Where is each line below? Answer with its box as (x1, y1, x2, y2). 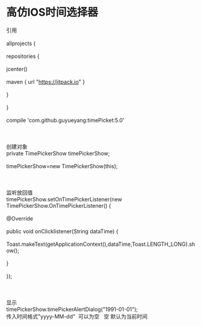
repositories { (6, 52, 40, 60)
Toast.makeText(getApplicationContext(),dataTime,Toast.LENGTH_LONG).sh (6, 240, 196, 248)
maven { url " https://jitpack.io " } (6, 78, 85, 85)
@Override (6, 215, 34, 222)
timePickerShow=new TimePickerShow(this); (6, 162, 119, 169)
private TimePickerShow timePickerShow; (6, 149, 110, 157)
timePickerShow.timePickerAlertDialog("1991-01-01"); (6, 306, 138, 313)
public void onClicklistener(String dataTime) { (6, 227, 119, 235)
